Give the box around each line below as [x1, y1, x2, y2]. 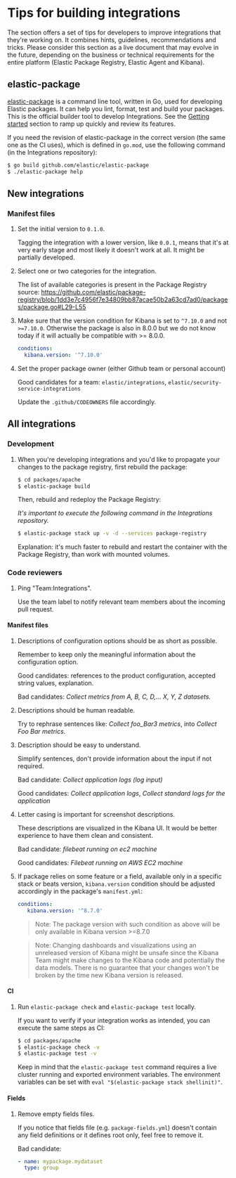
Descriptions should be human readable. [17, 706, 136, 714]
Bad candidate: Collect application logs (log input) [17, 775, 163, 784]
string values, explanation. [17, 678, 94, 687]
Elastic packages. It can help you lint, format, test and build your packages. [7, 104, 225, 113]
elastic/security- [168, 379, 223, 386]
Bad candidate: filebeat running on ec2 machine [17, 845, 157, 853]
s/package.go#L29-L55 [17, 303, 86, 311]
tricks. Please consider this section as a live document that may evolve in [7, 43, 219, 51]
